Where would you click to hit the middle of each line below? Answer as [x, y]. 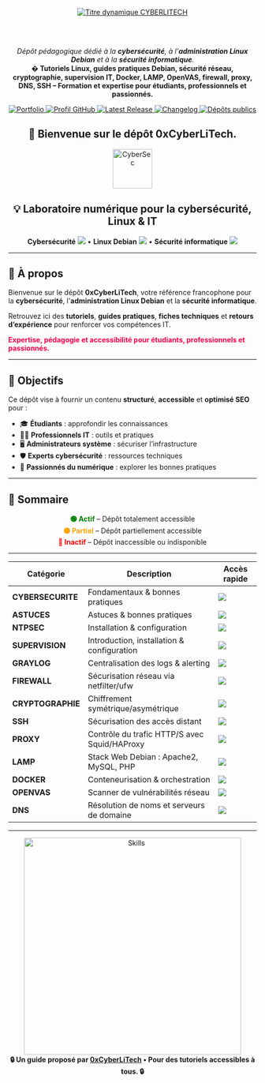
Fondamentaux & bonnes [134, 592]
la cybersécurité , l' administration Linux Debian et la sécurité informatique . [132, 301]
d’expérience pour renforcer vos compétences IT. [90, 324]
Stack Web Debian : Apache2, [143, 757]
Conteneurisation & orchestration [149, 780]
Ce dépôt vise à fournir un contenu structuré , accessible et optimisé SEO [129, 399]
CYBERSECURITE [45, 598]
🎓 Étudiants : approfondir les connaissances [93, 424]
